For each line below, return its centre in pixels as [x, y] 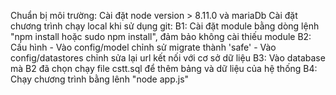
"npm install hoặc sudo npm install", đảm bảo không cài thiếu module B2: [161, 36]
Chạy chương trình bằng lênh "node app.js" [100, 79]
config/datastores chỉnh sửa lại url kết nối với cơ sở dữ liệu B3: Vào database [168, 58]
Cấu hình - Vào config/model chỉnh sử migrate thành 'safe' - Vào [143, 47]
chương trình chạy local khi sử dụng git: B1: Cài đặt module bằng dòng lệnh [165, 26]
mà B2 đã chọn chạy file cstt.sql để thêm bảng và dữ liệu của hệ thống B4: [164, 68]
